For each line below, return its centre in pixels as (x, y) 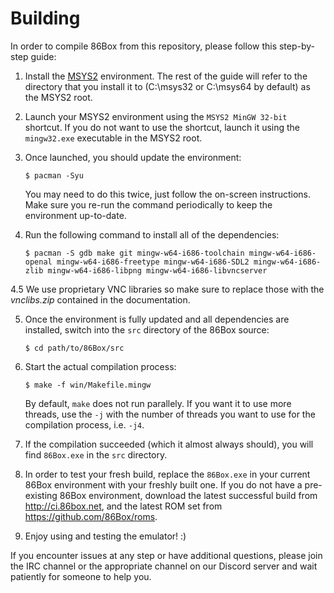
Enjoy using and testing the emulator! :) (105, 536)
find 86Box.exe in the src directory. (96, 454)
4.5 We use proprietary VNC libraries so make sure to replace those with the (167, 289)
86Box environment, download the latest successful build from (188, 495)
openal (38, 262)
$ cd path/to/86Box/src (74, 348)
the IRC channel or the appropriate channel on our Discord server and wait (164, 566)
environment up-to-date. (75, 215)
